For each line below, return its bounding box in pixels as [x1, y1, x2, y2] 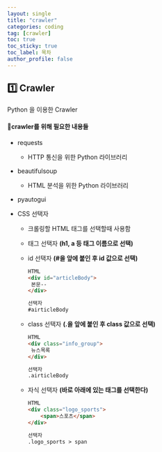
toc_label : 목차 [7, 50, 51, 56]
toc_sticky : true [7, 43, 58, 50]
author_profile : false [7, 56, 73, 63]
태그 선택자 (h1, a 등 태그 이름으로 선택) [27, 239, 133, 248]
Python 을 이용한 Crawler [7, 105, 78, 114]
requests [17, 138, 43, 146]
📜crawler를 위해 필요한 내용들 [7, 123, 89, 131]
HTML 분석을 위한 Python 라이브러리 [27, 181, 129, 189]
